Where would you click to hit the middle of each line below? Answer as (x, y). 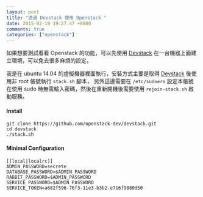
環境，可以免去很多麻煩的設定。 (52, 61)
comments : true (26, 29)
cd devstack (21, 129)
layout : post (23, 12)
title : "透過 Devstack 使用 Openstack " (56, 18)
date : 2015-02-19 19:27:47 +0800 (49, 23)
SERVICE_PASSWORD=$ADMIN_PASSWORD (50, 182)
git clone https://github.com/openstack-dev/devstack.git (81, 124)
